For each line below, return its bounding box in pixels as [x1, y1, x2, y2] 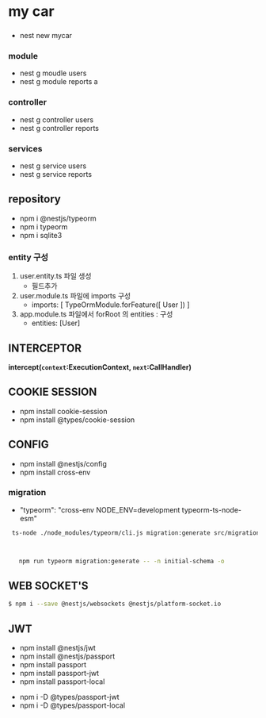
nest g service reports [19, 170, 93, 179]
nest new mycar [19, 31, 73, 40]
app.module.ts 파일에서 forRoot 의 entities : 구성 [19, 309, 173, 319]
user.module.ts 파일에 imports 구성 [19, 291, 131, 301]
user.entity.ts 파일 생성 [19, 271, 92, 281]
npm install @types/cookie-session [19, 415, 135, 424]
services [8, 143, 43, 154]
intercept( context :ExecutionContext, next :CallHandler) [8, 362, 192, 371]
